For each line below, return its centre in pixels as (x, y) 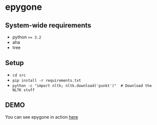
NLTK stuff (23, 90)
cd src (19, 75)
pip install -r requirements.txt (47, 80)
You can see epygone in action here (41, 117)
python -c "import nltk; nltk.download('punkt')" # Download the (82, 86)
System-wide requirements (48, 25)
